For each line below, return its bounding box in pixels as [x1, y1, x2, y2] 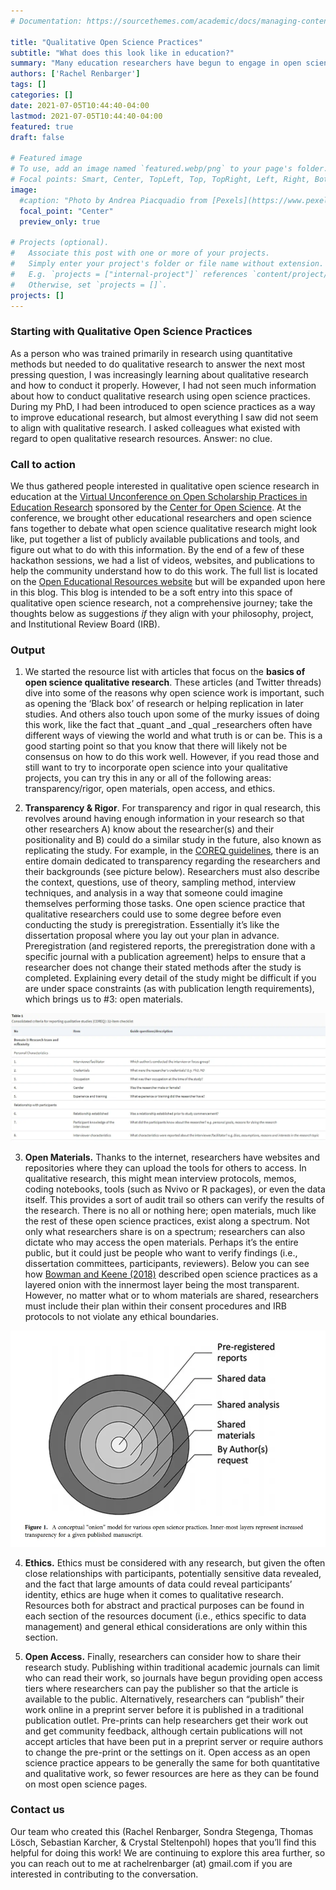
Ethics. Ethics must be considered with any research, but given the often [24, 1556, 326, 1569]
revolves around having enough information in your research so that [24, 813, 305, 825]
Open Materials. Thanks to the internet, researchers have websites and [24, 1151, 320, 1163]
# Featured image [10, 153, 83, 164]
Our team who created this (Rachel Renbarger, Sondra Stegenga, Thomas [10, 1825, 314, 1837]
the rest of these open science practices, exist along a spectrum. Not [24, 1215, 310, 1227]
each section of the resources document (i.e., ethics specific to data [24, 1610, 307, 1622]
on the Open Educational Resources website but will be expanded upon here [10, 575, 326, 587]
